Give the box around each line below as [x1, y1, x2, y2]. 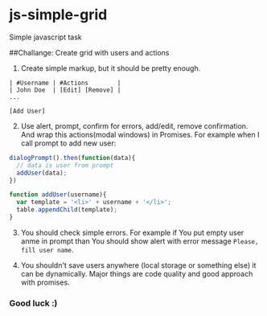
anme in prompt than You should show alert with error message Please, [20, 236, 259, 246]
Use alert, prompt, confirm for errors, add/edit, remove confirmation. [20, 121, 249, 130]
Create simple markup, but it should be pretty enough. [20, 63, 201, 73]
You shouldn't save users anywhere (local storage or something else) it [20, 260, 257, 270]
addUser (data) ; [16, 169, 68, 177]
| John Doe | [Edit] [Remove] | [9, 86, 121, 94]
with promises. [20, 277, 71, 287]
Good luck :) [9, 298, 58, 309]
